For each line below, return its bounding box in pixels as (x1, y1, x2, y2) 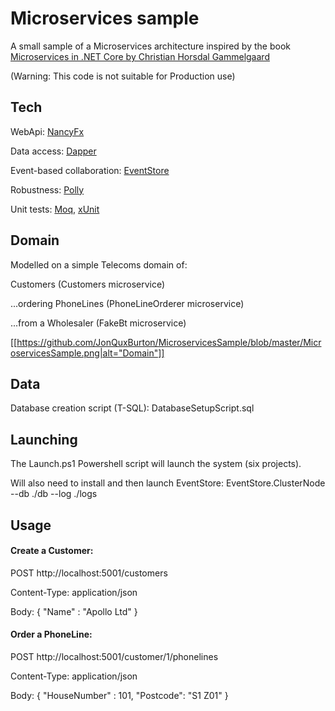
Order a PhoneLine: (10, 628, 93, 641)
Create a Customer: (10, 545, 94, 557)
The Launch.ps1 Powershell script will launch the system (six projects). (10, 458, 302, 470)
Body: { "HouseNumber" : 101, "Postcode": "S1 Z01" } (10, 689, 229, 701)
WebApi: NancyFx (10, 125, 85, 137)
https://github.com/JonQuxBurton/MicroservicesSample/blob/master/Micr (16, 336, 322, 348)
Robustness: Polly (10, 183, 85, 196)
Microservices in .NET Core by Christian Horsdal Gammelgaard (10, 50, 270, 62)
